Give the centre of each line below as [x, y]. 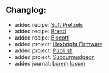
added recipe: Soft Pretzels [49, 24]
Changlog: [26, 10]
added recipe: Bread [40, 31]
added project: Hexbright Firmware [58, 44]
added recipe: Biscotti [42, 37]
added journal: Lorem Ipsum [50, 63]
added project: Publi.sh [44, 50]
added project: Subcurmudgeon [54, 57]
